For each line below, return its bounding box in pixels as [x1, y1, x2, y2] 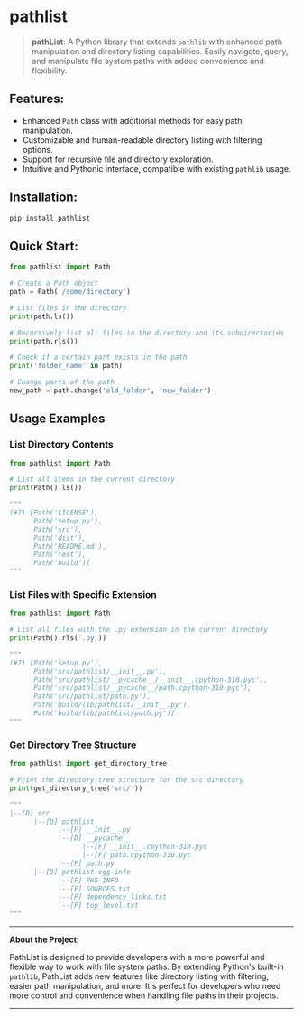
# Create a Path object [9, 278, 99, 288]
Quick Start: [9, 238, 78, 254]
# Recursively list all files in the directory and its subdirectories [9, 328, 284, 337]
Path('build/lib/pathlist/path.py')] [32, 709, 176, 718]
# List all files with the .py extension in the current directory [9, 626, 269, 635]
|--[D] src [9, 808, 50, 817]
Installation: [9, 190, 78, 205]
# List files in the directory [9, 303, 127, 313]
